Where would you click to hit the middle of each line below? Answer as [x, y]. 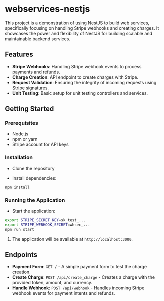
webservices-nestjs [48, 9]
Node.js [20, 134]
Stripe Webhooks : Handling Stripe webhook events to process [77, 66]
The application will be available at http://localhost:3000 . [73, 239]
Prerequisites [22, 123]
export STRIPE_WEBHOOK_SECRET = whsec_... [48, 225]
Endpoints [21, 255]
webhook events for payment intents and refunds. [64, 293]
